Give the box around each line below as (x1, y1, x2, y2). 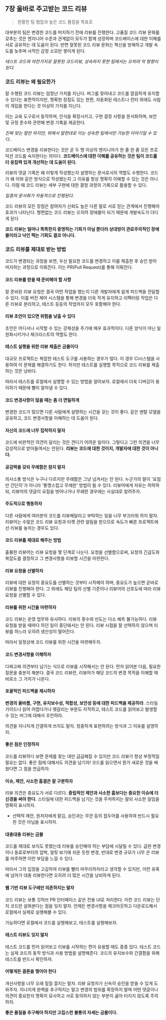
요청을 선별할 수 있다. (5, 592, 46, 598)
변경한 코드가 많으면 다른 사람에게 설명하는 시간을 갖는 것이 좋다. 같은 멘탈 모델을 (5, 409, 161, 415)
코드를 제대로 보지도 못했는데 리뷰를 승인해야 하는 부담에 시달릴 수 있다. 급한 (5, 843, 152, 849)
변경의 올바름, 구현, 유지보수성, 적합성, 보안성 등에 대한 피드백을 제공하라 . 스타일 (5, 700, 158, 706)
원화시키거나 (5, 331, 30, 337)
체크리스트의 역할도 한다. (30, 331, 78, 337)
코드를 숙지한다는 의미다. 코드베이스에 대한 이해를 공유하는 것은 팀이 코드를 (14, 153, 158, 159)
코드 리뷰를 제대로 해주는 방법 (5, 537, 61, 543)
